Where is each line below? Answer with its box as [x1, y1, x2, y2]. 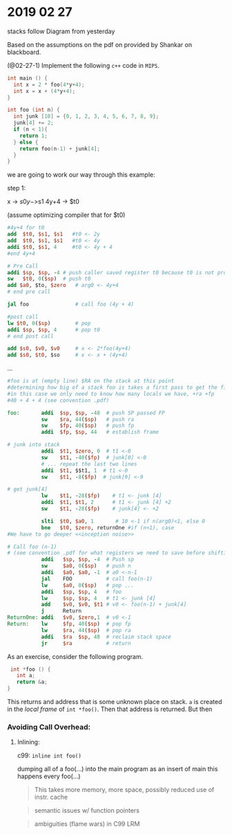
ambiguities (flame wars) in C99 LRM [34, 820, 140, 828]
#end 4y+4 [7, 250, 36, 257]
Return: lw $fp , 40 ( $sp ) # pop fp [7, 621, 131, 628]
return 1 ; [19, 132, 48, 139]
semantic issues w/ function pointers [34, 807, 140, 815]
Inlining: [17, 738, 40, 746]
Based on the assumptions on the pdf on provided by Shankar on [7, 40, 192, 49]
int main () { [7, 74, 48, 82]
